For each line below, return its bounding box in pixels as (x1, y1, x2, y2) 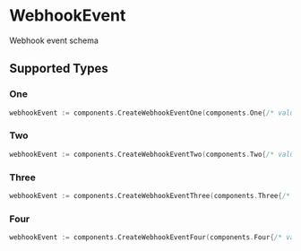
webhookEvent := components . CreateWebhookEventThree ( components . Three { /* (9, 191, 291, 200)
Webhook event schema (9, 35, 99, 46)
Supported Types (9, 61, 109, 76)
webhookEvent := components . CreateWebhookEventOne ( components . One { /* (9, 108, 275, 117)
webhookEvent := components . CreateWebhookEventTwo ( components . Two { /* (9, 150, 275, 159)
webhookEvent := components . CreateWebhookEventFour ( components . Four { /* (9, 233, 282, 242)
